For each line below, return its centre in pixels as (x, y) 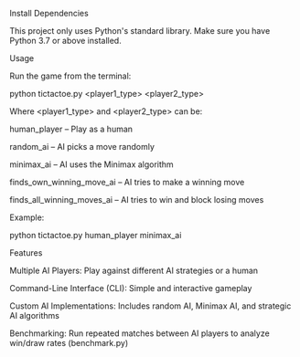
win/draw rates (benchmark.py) (69, 343)
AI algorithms (34, 315)
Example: (27, 217)
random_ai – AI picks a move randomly (82, 147)
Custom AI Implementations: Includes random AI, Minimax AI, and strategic (150, 306)
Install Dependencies (49, 13)
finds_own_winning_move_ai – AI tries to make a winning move (127, 182)
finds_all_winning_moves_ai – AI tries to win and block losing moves (137, 199)
